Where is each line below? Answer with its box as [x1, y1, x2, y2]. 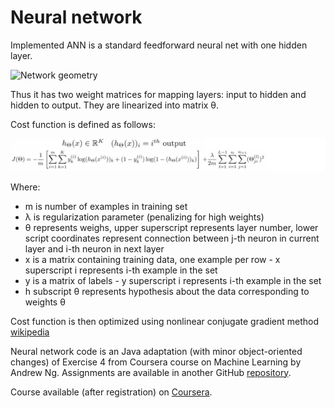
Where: [10, 181, 41, 193]
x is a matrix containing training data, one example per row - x [24, 253, 281, 265]
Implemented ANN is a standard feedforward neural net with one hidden [10, 39, 308, 51]
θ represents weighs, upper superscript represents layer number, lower [24, 221, 319, 233]
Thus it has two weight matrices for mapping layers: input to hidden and [10, 88, 307, 100]
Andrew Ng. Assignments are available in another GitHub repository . [10, 366, 292, 378]
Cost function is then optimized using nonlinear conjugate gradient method [10, 315, 319, 327]
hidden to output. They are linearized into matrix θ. [10, 99, 220, 111]
